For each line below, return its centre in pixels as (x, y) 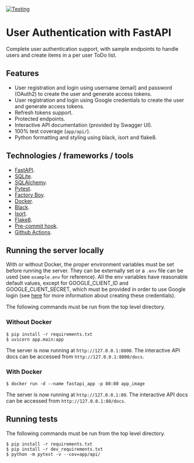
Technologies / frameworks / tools (70, 156)
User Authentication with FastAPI (89, 33)
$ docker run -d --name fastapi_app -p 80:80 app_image (75, 383)
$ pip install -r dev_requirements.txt (55, 449)
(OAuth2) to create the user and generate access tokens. (83, 94)
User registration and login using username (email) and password (93, 87)
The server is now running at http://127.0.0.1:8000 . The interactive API (93, 350)
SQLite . (23, 176)
